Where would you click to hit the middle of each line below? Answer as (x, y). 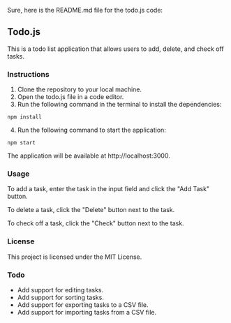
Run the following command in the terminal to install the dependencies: (119, 105)
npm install (24, 117)
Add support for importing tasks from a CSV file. (87, 312)
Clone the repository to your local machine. (79, 89)
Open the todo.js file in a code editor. (70, 97)
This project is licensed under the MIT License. (75, 257)
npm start (22, 143)
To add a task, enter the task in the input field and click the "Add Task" (109, 189)
